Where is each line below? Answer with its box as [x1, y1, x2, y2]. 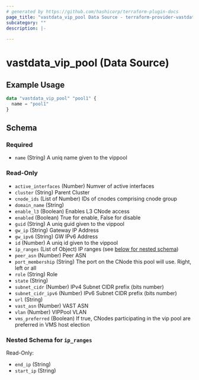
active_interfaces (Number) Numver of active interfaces [14, 182, 155, 190]
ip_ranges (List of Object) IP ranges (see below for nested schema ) [14, 245, 179, 253]
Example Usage [6, 79, 65, 90]
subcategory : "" [6, 20, 46, 25]
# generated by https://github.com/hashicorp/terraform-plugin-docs [6, 8, 179, 15]
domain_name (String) [14, 201, 64, 208]
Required [6, 140, 33, 149]
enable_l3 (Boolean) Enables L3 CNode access [14, 207, 130, 215]
